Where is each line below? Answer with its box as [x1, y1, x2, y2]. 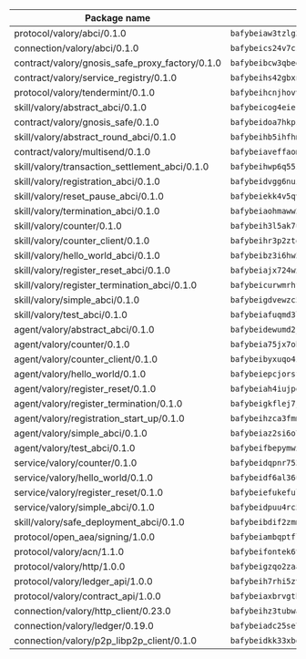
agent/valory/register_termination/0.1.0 [14, 397, 183, 409]
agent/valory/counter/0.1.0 [14, 338, 130, 350]
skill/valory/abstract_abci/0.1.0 [14, 101, 148, 113]
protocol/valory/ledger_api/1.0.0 [14, 575, 153, 587]
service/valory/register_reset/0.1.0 [14, 487, 164, 499]
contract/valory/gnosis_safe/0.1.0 [14, 116, 159, 129]
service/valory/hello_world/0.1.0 [14, 471, 153, 484]
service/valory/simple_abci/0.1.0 [14, 501, 155, 513]
